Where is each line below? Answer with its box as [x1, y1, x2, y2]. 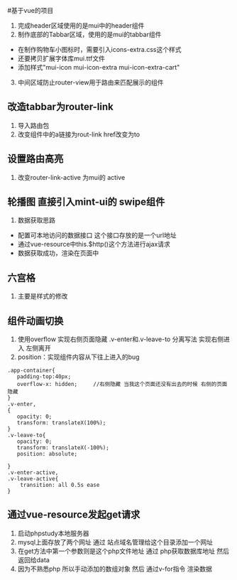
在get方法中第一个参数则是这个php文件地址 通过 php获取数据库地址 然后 [17, 547, 229, 555]
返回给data [17, 555, 50, 564]
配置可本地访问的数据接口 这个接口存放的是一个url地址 [17, 231, 177, 240]
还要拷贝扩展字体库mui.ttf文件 [17, 54, 105, 63]
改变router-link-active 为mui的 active [17, 173, 126, 181]
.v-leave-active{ [7, 476, 59, 483]
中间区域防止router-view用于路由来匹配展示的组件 [17, 78, 164, 87]
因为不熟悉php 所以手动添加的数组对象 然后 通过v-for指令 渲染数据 [17, 564, 213, 573]
